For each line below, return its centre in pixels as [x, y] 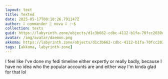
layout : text [19, 10]
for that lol [16, 72]
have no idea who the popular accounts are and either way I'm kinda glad [81, 66]
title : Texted [20, 14]
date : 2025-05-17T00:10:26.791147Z [42, 19]
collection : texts [24, 28]
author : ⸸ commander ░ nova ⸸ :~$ [40, 24]
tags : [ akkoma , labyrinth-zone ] [39, 47]
